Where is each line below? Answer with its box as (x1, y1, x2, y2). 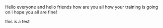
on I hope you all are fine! (5, 9, 57, 15)
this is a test (5, 19, 30, 24)
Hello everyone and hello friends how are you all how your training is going (5, 4, 159, 10)
